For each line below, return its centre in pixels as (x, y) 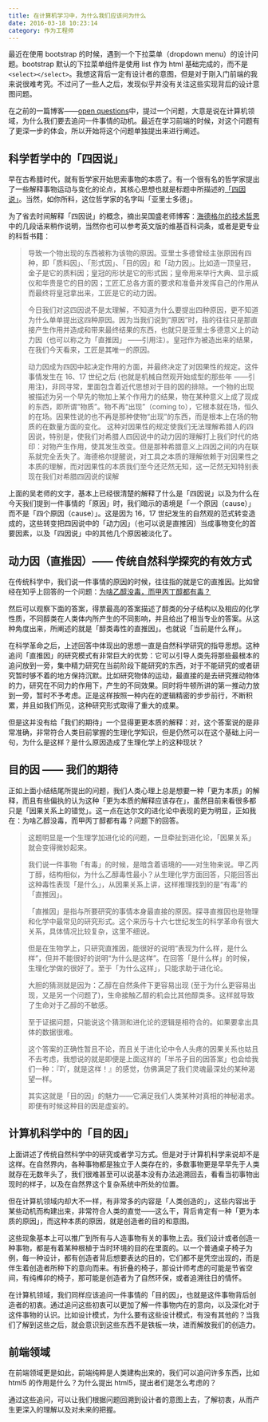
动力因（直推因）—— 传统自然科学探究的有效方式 (130, 561)
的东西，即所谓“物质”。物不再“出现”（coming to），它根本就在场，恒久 (143, 407)
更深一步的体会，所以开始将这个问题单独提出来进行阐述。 (109, 131)
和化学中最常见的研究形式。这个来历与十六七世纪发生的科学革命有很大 (143, 921)
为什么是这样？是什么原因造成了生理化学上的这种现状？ (113, 742)
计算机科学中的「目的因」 (71, 1134)
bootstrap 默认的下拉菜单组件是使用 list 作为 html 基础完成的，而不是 (135, 64)
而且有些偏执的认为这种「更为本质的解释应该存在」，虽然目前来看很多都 (139, 800)
